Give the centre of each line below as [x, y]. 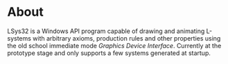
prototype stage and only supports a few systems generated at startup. [109, 53]
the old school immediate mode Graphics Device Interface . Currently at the [114, 45]
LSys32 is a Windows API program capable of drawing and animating [106, 31]
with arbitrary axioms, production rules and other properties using [126, 38]
